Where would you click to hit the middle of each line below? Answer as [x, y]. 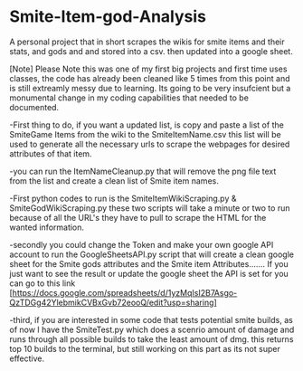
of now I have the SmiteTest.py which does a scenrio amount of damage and [152, 329]
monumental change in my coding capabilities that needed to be [129, 98]
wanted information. [47, 227]
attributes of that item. [51, 153]
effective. [27, 358]
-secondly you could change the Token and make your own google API [142, 244]
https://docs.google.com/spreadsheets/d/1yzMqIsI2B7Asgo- [125, 292]
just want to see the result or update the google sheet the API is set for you [149, 273]
